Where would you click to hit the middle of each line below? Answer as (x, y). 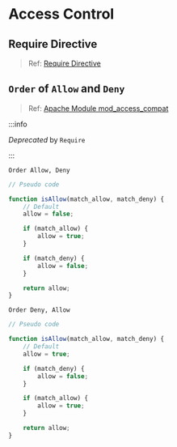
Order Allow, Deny (39, 170)
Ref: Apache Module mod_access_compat (98, 108)
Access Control (61, 14)
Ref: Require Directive (64, 63)
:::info (18, 124)
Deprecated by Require (47, 139)
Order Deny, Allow (39, 310)
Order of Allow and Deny (67, 89)
